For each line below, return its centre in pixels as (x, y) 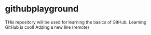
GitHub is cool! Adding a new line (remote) (47, 27)
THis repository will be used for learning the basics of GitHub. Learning (76, 22)
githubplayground (42, 9)
